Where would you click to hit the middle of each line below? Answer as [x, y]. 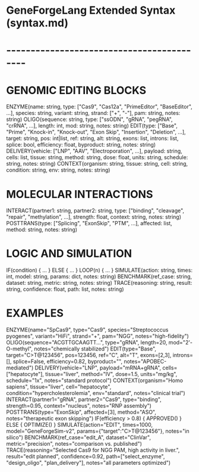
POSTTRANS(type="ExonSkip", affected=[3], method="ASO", [81, 412]
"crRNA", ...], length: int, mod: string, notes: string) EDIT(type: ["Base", [92, 126]
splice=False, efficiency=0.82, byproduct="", [68, 362]
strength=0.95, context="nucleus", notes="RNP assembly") [79, 406]
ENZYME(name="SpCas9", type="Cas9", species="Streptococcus [87, 330]
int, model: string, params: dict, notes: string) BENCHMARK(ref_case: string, [99, 277]
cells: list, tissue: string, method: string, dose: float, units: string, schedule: [97, 157]
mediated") [20, 368]
